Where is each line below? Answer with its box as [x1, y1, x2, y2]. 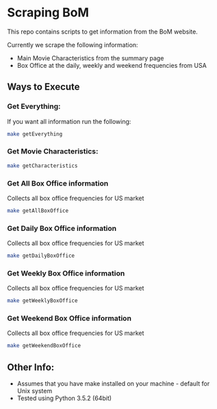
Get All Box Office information [7, 178, 109, 188]
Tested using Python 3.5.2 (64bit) [16, 394, 112, 402]
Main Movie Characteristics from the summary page [16, 53, 164, 62]
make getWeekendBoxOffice [7, 343, 81, 349]
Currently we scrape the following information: [7, 40, 138, 49]
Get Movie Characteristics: [7, 147, 99, 156]
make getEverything [7, 130, 63, 138]
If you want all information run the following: [7, 117, 131, 125]
